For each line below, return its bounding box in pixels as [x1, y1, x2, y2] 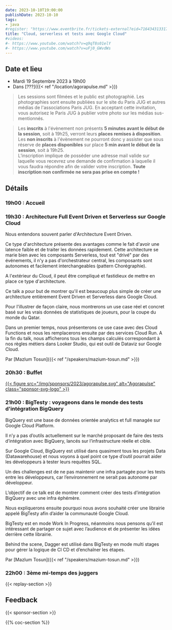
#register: [5, 27, 29, 32]
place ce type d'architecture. [5, 278, 67, 285]
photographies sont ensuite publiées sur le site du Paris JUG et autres [17, 99, 165, 105]
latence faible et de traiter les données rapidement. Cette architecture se [5, 247, 159, 253]
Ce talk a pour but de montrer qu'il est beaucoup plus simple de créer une [5, 288, 161, 294]
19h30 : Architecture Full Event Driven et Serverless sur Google [5, 213, 166, 220]
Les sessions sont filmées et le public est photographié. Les [17, 93, 144, 100]
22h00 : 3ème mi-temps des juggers [5, 569, 98, 576]
